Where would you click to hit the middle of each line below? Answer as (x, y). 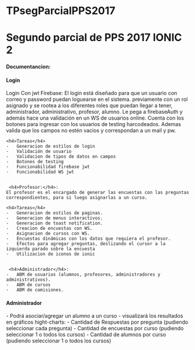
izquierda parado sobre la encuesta (51, 249)
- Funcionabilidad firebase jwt (48, 167)
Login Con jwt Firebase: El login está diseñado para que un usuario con (92, 93)
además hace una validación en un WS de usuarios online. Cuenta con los (95, 118)
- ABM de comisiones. (35, 290)
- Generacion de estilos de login (51, 147)
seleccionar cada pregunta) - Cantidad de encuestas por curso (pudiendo (95, 328)
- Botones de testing (35, 162)
